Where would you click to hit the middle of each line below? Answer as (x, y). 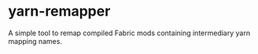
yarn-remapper (59, 11)
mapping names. (35, 41)
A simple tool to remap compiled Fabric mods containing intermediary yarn (129, 33)
